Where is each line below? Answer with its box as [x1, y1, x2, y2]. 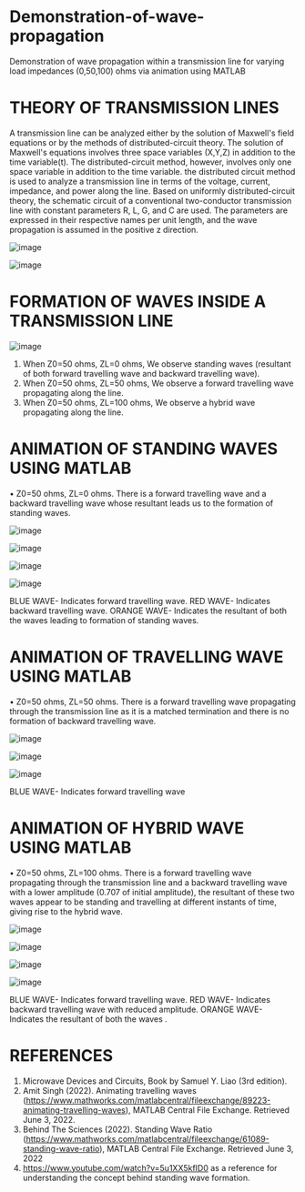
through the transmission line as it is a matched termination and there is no [9, 705, 290, 716]
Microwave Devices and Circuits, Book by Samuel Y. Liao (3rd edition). [22, 1076, 288, 1086]
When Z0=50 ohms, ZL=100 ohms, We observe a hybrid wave [22, 397, 256, 408]
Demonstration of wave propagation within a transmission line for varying [9, 56, 285, 66]
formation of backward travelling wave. [9, 715, 157, 726]
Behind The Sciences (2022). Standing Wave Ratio [22, 1124, 213, 1135]
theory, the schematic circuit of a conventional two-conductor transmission [9, 195, 292, 206]
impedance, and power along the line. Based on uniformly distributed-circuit [9, 185, 296, 197]
